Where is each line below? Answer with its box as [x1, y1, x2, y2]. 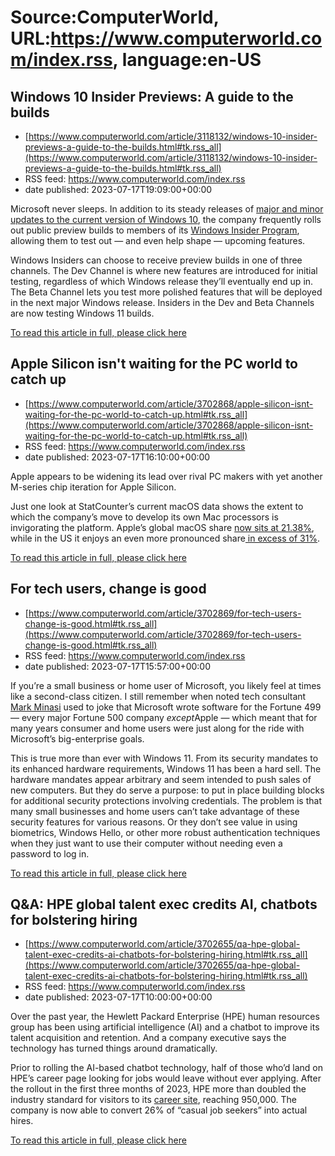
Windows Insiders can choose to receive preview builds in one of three [10, 254, 303, 266]
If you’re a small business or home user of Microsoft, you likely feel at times [10, 679, 322, 691]
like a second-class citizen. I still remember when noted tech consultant [10, 690, 307, 702]
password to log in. [10, 847, 90, 860]
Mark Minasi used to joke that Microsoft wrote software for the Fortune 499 [10, 701, 322, 713]
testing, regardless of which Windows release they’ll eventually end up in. [10, 276, 314, 287]
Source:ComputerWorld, [10, 6, 220, 29]
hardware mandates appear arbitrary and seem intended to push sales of [10, 773, 312, 785]
